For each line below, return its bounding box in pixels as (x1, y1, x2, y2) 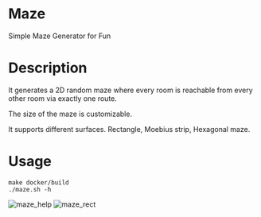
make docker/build (8, 178, 69, 187)
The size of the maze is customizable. (8, 109, 133, 118)
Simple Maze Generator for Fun (8, 31, 111, 41)
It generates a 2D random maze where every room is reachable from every (8, 85, 253, 95)
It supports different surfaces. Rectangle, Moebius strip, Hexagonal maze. (8, 124, 251, 134)
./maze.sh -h (8, 185, 52, 193)
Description (8, 59, 88, 77)
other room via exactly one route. (8, 93, 118, 103)
